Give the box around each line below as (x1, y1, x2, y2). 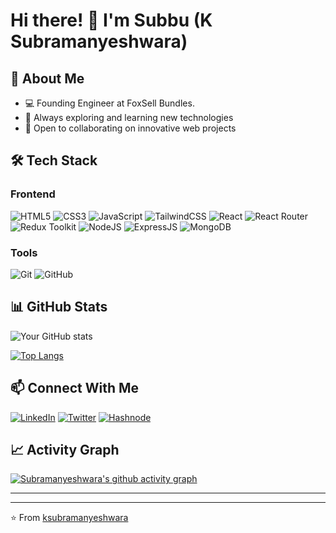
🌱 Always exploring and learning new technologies (24, 112, 234, 123)
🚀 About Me (10, 70, 85, 87)
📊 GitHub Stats (10, 299, 108, 316)
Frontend (10, 187, 56, 201)
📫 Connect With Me (10, 380, 140, 397)
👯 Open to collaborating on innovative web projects (24, 122, 237, 134)
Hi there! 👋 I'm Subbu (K (10, 9, 213, 32)
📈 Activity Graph (10, 442, 120, 458)
